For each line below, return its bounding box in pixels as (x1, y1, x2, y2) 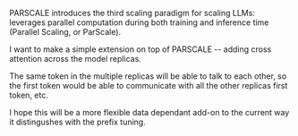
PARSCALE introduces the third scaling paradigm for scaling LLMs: (9, 8, 255, 18)
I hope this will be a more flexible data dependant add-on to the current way (9, 107, 290, 117)
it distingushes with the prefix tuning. (9, 116, 146, 127)
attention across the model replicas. (9, 54, 141, 64)
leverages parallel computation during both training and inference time (9, 17, 269, 28)
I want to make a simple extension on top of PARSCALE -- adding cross (9, 44, 272, 55)
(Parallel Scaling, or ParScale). (9, 27, 122, 37)
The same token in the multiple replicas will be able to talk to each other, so (9, 71, 287, 81)
